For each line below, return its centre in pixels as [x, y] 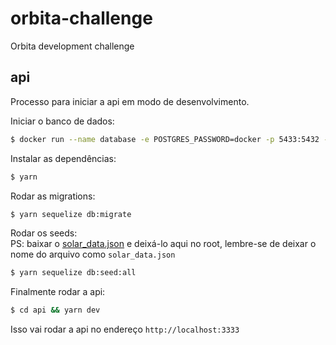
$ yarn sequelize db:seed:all [73, 273]
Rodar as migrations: [53, 196]
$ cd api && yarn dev [55, 310]
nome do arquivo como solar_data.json [93, 254]
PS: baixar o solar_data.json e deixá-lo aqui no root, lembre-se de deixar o [163, 244]
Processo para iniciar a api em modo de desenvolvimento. [130, 101]
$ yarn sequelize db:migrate [71, 214]
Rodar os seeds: [44, 233]
